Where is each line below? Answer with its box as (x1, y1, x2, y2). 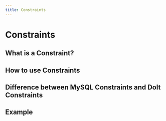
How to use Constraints (5, 66, 80, 74)
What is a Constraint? (5, 49, 74, 58)
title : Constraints (5, 7, 46, 13)
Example (5, 108, 33, 116)
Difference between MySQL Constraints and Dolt (5, 83, 161, 91)
